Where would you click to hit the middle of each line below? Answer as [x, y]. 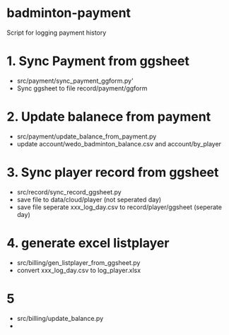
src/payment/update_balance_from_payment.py [87, 136]
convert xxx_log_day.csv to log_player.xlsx [79, 270]
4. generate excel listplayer [88, 243]
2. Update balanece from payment [109, 117]
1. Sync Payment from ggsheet [98, 61]
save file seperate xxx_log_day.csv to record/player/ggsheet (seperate [119, 207]
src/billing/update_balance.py [60, 318]
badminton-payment [69, 13]
